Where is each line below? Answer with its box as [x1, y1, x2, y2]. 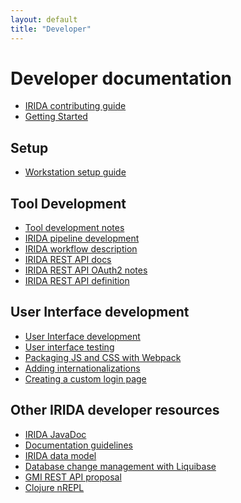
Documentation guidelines [24, 439, 133, 451]
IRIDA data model [24, 449, 97, 461]
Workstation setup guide [24, 166, 127, 178]
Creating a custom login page [24, 372, 147, 385]
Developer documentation [10, 67, 232, 90]
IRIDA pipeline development [24, 232, 140, 245]
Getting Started [24, 111, 88, 123]
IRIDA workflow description [24, 243, 138, 255]
